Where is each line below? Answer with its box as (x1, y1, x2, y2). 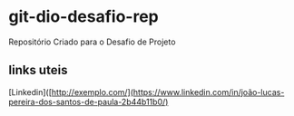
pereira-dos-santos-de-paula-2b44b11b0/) (8, 96, 169, 107)
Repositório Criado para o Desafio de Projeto (8, 36, 176, 47)
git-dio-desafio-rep (8, 6, 160, 27)
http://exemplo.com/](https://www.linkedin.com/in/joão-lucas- (51, 86, 285, 97)
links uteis (8, 63, 68, 78)
